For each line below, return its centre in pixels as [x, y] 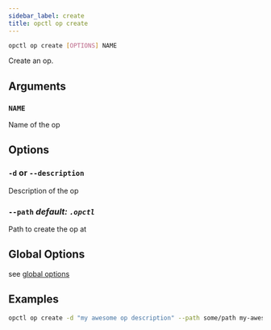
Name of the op [34, 125]
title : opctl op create [48, 23]
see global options [39, 274]
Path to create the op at [48, 229]
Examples [33, 299]
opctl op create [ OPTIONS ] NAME [63, 45]
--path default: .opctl [52, 211]
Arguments [38, 86]
